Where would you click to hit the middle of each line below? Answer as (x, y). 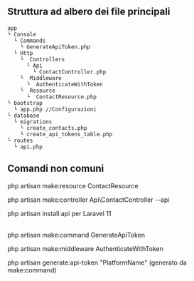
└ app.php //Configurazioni (55, 109)
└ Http (23, 53)
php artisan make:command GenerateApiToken (76, 235)
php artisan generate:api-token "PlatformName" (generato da (97, 262)
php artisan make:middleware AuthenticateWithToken (85, 248)
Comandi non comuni (56, 169)
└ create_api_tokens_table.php (66, 134)
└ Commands (30, 41)
